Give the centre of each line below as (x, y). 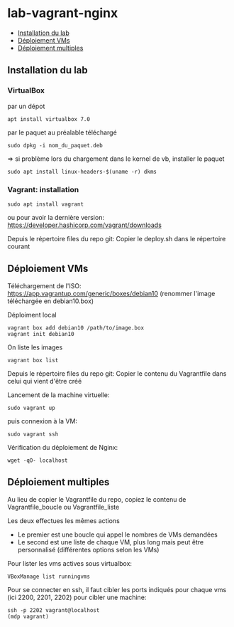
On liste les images (35, 347)
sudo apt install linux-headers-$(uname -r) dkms (82, 172)
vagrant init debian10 (41, 334)
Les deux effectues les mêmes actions (64, 520)
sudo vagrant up (31, 408)
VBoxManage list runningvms (49, 576)
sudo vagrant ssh (33, 434)
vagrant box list (33, 360)
